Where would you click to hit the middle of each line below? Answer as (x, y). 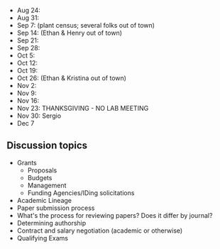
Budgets (40, 177)
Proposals (42, 170)
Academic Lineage (44, 200)
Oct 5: (26, 55)
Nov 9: (27, 93)
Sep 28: (28, 48)
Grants (27, 162)
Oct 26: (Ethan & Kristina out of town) (72, 78)
